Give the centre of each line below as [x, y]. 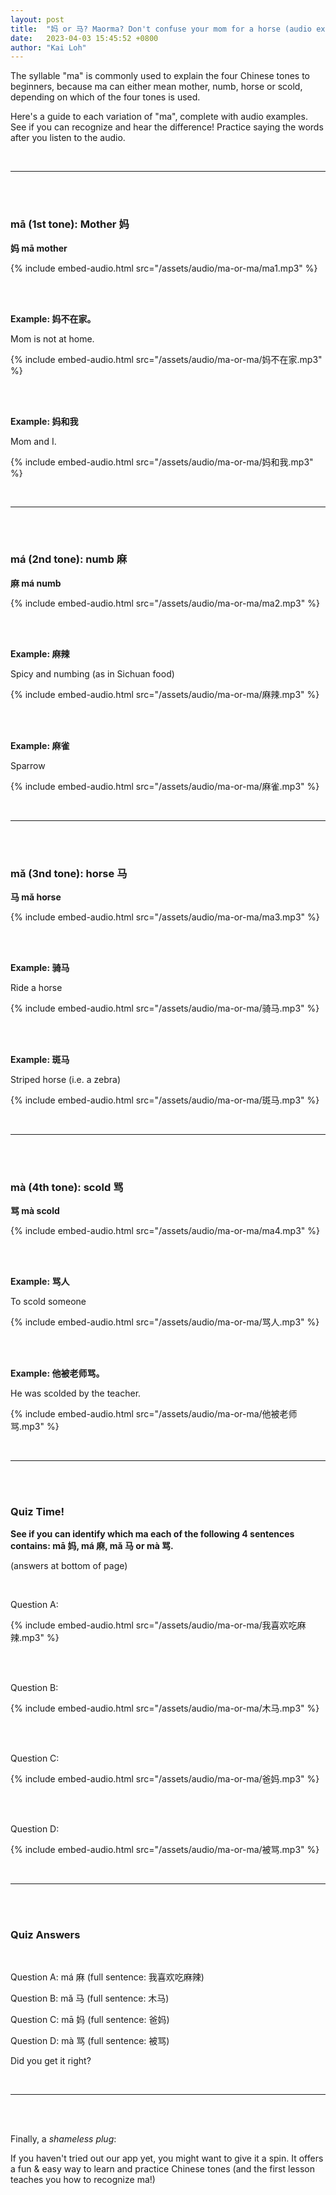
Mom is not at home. [52, 338]
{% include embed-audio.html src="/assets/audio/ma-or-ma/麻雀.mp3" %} [165, 786]
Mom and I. [33, 441]
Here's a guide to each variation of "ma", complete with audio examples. [159, 117]
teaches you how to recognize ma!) [83, 2180]
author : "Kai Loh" [48, 47]
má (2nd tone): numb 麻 [69, 559]
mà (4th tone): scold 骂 [67, 1188]
